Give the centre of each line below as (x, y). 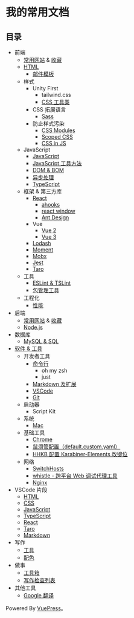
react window (59, 211)
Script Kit (44, 411)
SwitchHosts (48, 468)
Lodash (42, 243)
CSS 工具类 (56, 102)
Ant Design (55, 218)
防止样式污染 (48, 124)
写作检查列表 (39, 580)
